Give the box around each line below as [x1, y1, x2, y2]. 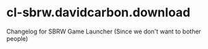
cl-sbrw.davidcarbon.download [6, 5, 191, 20]
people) [6, 34, 29, 42]
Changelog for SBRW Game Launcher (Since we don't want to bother [6, 27, 201, 35]
